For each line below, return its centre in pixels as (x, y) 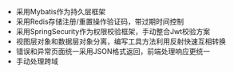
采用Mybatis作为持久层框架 (61, 12)
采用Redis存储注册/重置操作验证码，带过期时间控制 (100, 21)
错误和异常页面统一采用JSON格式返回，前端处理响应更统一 (113, 51)
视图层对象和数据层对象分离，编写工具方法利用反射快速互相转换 (121, 41)
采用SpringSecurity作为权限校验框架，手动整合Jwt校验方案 (113, 31)
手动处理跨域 (37, 61)
